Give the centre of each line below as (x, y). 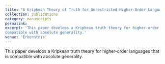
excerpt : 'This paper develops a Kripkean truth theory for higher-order (82, 28)
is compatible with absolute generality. (44, 56)
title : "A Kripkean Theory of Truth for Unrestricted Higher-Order (76, 10)
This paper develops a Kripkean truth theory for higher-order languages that (82, 51)
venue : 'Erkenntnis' (26, 37)
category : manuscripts (28, 19)
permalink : (16, 23)
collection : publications (31, 14)
